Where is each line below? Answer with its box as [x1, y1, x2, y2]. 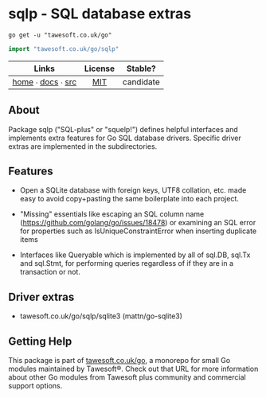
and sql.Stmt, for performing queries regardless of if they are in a [19, 259, 233, 268]
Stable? [126, 63, 157, 74]
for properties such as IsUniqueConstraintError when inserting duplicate [19, 226, 257, 236]
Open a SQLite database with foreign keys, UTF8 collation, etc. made [19, 185, 247, 195]
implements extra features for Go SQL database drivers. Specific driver [8, 133, 241, 142]
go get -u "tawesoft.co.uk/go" [8, 31, 112, 39]
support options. [8, 381, 63, 391]
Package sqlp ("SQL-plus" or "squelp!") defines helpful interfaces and [8, 124, 239, 134]
